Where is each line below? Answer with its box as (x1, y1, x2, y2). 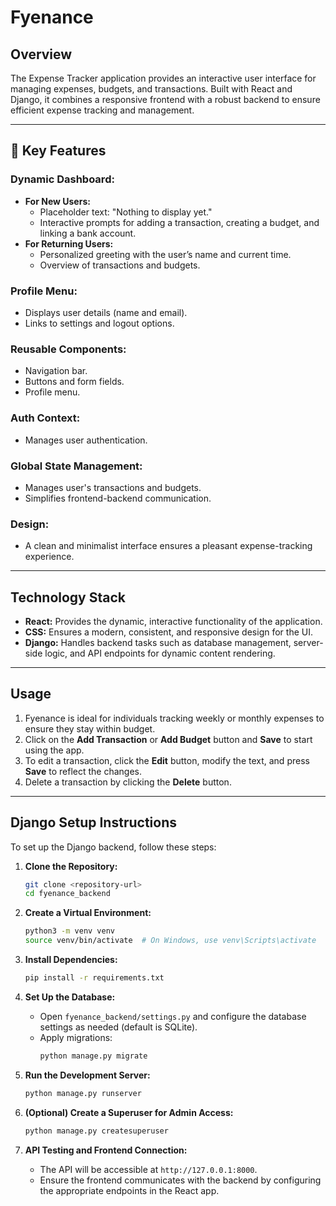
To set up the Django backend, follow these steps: (10, 841, 217, 853)
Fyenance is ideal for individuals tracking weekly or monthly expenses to (24, 712, 325, 724)
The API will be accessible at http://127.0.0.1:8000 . (39, 1163, 258, 1175)
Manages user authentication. (24, 434, 148, 446)
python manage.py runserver (24, 1088, 142, 1098)
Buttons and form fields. (24, 376, 125, 388)
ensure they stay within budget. (24, 722, 156, 735)
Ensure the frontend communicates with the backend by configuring (39, 1174, 322, 1186)
